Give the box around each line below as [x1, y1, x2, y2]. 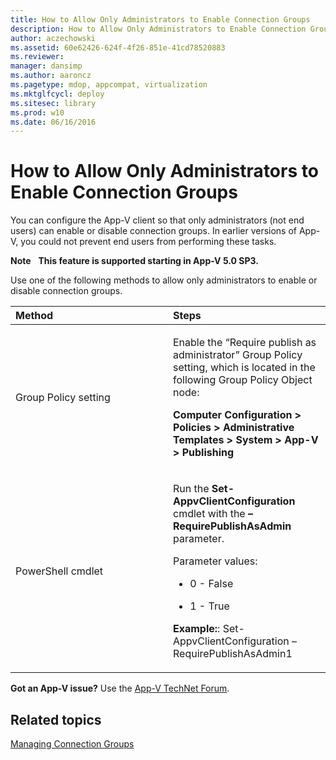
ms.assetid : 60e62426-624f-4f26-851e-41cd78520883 [10, 42, 226, 53]
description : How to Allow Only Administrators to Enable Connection [10, 24, 307, 34]
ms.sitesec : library [10, 98, 97, 108]
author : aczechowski [10, 33, 97, 43]
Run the [173, 482, 210, 496]
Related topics [10, 711, 102, 728]
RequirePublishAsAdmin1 [173, 647, 293, 661]
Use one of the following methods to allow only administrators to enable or [10, 274, 318, 286]
